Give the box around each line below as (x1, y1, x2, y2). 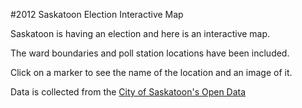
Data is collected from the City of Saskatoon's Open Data (10, 86, 247, 98)
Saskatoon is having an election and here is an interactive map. (10, 28, 271, 39)
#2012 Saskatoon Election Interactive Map (10, 9, 184, 20)
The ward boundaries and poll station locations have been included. (10, 47, 290, 59)
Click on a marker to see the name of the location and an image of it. (10, 67, 293, 78)
